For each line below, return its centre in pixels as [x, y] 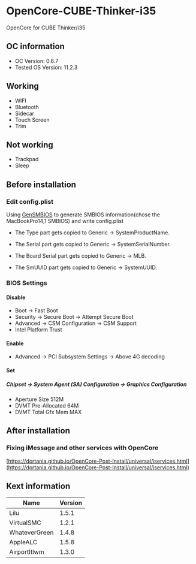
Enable [15, 343]
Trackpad [27, 159]
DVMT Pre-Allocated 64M [47, 405]
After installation [38, 431]
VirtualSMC [25, 523]
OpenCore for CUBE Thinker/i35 [46, 28]
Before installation [41, 184]
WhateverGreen [31, 533]
